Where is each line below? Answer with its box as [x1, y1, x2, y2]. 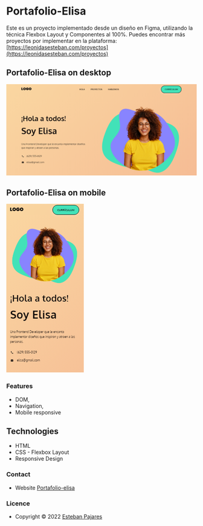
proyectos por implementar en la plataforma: [6, 37, 117, 44]
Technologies [6, 426, 59, 436]
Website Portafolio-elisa [14, 484, 76, 491]
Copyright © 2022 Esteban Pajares [14, 513, 103, 520]
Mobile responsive [14, 408, 62, 416]
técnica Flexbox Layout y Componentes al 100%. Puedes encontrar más [6, 30, 185, 38]
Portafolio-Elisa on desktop [6, 68, 112, 78]
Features [6, 382, 33, 390]
